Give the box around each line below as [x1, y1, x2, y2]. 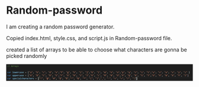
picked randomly [6, 52, 47, 59]
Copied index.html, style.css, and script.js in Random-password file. [6, 34, 172, 41]
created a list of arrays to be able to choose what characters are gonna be [6, 46, 188, 53]
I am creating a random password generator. [6, 23, 115, 30]
